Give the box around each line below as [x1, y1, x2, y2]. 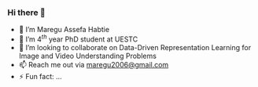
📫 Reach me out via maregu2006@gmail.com [18, 60, 169, 69]
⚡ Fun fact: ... [18, 71, 62, 81]
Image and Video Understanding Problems [18, 51, 157, 60]
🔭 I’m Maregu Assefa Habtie [18, 25, 110, 34]
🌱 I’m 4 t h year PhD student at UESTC [18, 33, 138, 44]
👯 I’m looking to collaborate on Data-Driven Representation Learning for [18, 42, 252, 52]
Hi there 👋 [7, 7, 46, 18]
